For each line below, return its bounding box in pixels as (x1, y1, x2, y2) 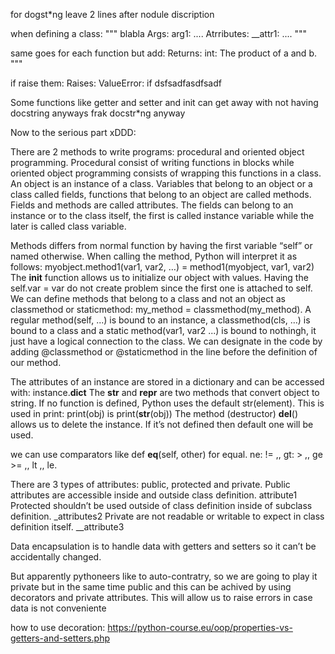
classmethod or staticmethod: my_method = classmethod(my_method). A (10, 304, 312, 315)
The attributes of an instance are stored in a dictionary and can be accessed (10, 376, 325, 388)
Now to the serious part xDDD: (10, 127, 137, 138)
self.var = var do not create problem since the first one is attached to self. (10, 282, 313, 294)
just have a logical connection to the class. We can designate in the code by (10, 335, 323, 347)
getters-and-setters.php (10, 632, 111, 644)
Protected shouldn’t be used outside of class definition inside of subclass (10, 500, 313, 511)
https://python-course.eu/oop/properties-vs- (107, 622, 293, 633)
